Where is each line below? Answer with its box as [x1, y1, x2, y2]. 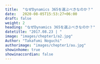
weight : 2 [5, 20, 25, 26]
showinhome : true [5, 47, 40, 52]
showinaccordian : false [5, 51, 54, 57]
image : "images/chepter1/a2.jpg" [5, 34, 73, 39]
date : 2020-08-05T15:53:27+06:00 [5, 12, 78, 16]
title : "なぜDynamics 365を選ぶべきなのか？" [5, 7, 94, 12]
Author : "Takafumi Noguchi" [5, 38, 62, 43]
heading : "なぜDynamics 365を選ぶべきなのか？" [5, 25, 96, 30]
